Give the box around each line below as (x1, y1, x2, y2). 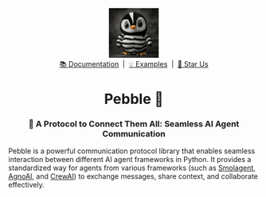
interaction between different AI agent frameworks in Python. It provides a (8, 155, 252, 164)
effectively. (8, 180, 45, 190)
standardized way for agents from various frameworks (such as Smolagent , (8, 163, 256, 173)
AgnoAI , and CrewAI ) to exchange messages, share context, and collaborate (8, 172, 259, 181)
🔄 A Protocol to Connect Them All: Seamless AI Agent (28, 118, 240, 129)
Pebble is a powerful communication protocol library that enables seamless (8, 146, 256, 156)
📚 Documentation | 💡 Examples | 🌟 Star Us (59, 60, 209, 68)
